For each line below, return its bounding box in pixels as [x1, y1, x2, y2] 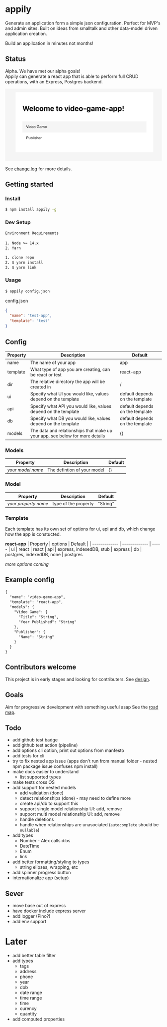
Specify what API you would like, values [30, 403, 112, 409]
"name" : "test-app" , [9, 313, 52, 318]
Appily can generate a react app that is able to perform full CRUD [5, 73, 139, 79]
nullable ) [19, 827, 40, 833]
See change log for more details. [5, 166, 72, 172]
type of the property [52, 501, 94, 507]
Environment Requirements [5, 231, 59, 236]
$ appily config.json [5, 289, 50, 294]
